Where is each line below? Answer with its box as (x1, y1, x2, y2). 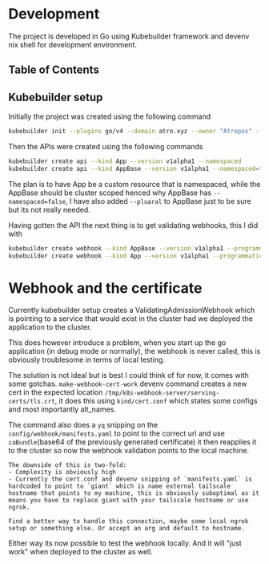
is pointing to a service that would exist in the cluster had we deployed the (8, 314, 254, 323)
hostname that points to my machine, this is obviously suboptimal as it (8, 489, 260, 497)
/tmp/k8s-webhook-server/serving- (104, 389, 220, 397)
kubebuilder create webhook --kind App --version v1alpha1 (8, 252, 210, 260)
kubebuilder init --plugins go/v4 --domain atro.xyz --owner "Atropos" (8, 128, 252, 136)
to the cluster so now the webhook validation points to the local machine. (8, 446, 250, 456)
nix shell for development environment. (8, 39, 138, 49)
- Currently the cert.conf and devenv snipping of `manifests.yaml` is (8, 475, 252, 484)
